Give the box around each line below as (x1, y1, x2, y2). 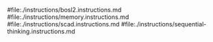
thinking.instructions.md (7, 27, 75, 35)
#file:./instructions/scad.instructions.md (7, 20, 120, 28)
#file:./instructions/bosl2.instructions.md (7, 6, 122, 14)
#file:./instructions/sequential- (121, 20, 207, 28)
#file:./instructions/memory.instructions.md (7, 13, 129, 21)
